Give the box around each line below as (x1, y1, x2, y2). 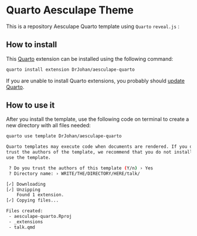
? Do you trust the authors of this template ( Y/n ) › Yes (8, 165, 154, 171)
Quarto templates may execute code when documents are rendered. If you (6, 144, 188, 150)
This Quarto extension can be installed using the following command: (6, 55, 174, 62)
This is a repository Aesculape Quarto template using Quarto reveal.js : (6, 23, 180, 30)
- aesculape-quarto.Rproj (8, 214, 72, 220)
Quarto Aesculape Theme (6, 4, 134, 17)
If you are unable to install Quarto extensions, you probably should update (6, 77, 185, 84)
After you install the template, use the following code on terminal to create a (6, 116, 189, 123)
